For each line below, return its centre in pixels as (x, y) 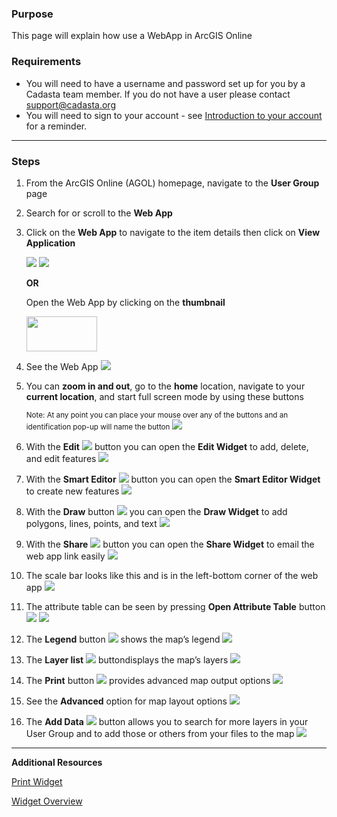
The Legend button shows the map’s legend (123, 639)
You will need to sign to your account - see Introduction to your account (174, 115)
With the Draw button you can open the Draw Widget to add (156, 511)
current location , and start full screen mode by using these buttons (164, 396)
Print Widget (37, 781)
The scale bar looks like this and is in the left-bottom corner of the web (172, 575)
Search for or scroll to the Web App (99, 213)
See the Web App (62, 366)
